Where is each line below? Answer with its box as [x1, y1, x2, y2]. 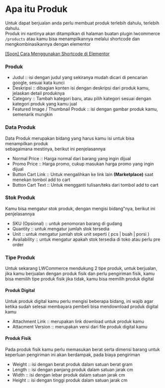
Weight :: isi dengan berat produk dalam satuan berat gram [12, 361, 133, 367]
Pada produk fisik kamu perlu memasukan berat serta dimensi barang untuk [5, 346, 160, 352]
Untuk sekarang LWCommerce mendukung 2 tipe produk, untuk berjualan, [5, 265, 158, 272]
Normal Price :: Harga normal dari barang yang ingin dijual [12, 155, 131, 161]
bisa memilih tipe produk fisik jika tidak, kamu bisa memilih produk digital [5, 276, 154, 282]
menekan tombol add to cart [12, 177, 70, 183]
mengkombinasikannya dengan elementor [5, 41, 91, 47]
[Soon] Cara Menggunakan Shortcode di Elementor [5, 51, 110, 57]
